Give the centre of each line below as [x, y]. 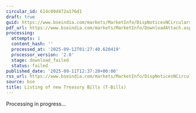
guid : [13, 22]
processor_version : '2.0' [43, 55]
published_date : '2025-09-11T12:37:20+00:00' [62, 71]
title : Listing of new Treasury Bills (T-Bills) [66, 87]
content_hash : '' [32, 44]
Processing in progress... [36, 104]
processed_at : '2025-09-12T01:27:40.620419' [66, 50]
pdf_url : [17, 28]
